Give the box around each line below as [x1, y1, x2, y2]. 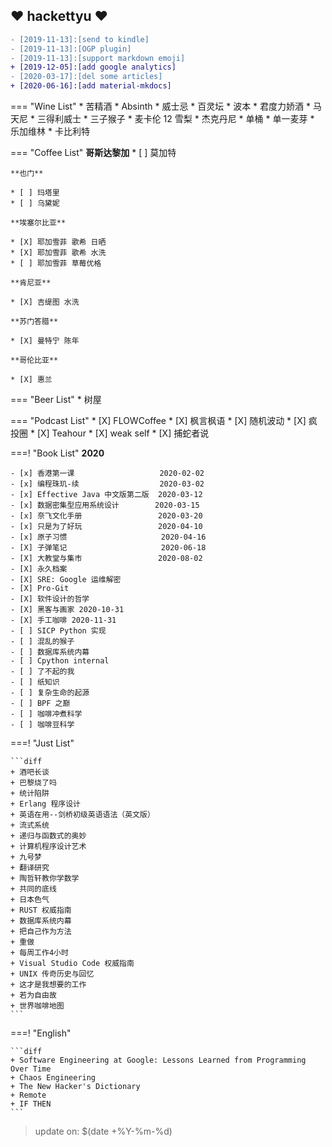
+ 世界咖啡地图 [10, 1001, 65, 1011]
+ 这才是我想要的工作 [10, 980, 87, 990]
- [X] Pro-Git [10, 584, 70, 594]
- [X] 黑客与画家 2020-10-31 [10, 605, 125, 615]
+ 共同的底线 [10, 884, 57, 894]
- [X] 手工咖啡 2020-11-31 [10, 615, 117, 626]
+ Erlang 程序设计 [10, 799, 81, 809]
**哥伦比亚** [10, 355, 59, 366]
